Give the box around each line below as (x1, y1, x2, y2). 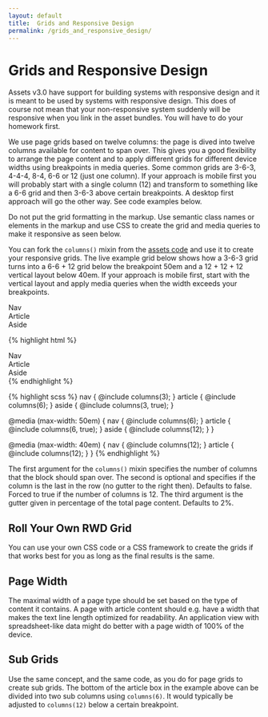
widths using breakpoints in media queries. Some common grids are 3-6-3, (8, 163, 256, 172)
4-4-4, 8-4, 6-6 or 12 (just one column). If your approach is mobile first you (8, 171, 258, 181)
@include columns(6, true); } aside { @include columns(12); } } (8, 425, 214, 434)
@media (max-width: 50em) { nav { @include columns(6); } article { (8, 416, 231, 425)
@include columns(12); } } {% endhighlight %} (8, 449, 160, 458)
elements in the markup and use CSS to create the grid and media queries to (8, 221, 261, 231)
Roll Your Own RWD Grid (8, 522, 132, 535)
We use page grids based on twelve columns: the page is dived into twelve (8, 137, 255, 147)
